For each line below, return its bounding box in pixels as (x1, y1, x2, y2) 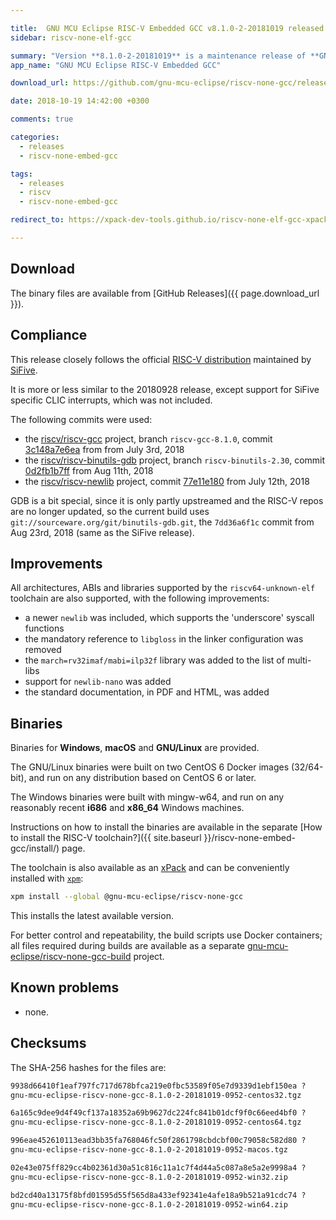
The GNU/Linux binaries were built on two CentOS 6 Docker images (10, 761, 290, 773)
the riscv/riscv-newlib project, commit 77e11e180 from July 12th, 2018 (24, 475, 310, 487)
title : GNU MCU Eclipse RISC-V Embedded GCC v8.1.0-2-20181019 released (10, 23, 325, 33)
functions (24, 622, 65, 635)
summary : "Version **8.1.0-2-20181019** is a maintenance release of (10, 51, 307, 61)
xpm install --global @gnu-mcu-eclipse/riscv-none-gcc (10, 892, 244, 902)
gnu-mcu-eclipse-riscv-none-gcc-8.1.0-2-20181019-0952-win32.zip (10, 1172, 288, 1182)
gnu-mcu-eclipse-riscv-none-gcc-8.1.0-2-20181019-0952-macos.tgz (10, 1145, 288, 1155)
